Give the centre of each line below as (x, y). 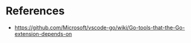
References (35, 11)
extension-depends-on (43, 33)
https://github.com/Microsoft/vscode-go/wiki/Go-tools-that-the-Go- (100, 27)
